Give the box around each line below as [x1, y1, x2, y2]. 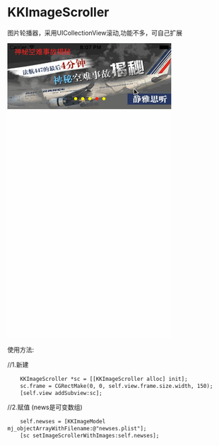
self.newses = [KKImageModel [20, 418, 106, 425]
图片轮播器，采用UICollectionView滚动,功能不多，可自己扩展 [7, 28, 183, 37]
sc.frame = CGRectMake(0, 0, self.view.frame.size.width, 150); [20, 382, 213, 389]
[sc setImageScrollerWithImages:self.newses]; [20, 432, 160, 439]
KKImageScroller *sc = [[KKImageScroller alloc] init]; [20, 375, 189, 382]
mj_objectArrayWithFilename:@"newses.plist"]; [7, 425, 147, 432]
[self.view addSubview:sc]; [20, 389, 102, 396]
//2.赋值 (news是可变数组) [7, 403, 83, 411]
